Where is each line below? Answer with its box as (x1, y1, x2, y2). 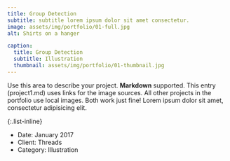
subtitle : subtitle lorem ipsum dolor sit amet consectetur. (7, 17, 190, 24)
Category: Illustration (17, 145, 79, 154)
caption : (7, 43, 33, 50)
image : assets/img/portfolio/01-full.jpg (7, 23, 130, 30)
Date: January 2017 (17, 130, 74, 139)
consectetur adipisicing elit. (7, 103, 88, 112)
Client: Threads (17, 138, 62, 146)
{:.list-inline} (7, 117, 43, 125)
